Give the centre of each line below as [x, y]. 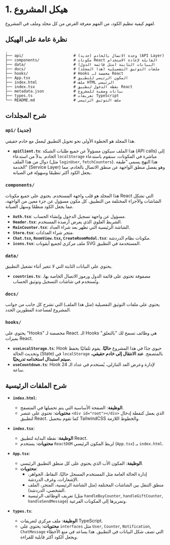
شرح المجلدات [26, 116]
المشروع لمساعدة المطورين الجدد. [38, 310]
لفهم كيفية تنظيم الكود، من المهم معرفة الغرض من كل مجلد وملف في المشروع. [80, 23]
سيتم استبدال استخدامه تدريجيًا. [42, 359]
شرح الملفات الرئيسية [36, 386]
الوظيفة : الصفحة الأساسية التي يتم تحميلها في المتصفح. [72, 408]
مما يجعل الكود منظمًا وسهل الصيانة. [39, 206]
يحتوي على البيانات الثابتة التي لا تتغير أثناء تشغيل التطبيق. [59, 266]
